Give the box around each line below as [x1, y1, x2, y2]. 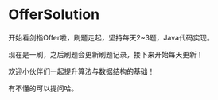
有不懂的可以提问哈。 [8, 83, 78, 93]
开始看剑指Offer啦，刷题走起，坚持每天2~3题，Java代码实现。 [8, 33, 215, 42]
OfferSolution [8, 6, 100, 24]
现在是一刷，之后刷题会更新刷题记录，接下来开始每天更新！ [8, 49, 204, 59]
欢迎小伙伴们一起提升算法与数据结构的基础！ [8, 66, 155, 76]
